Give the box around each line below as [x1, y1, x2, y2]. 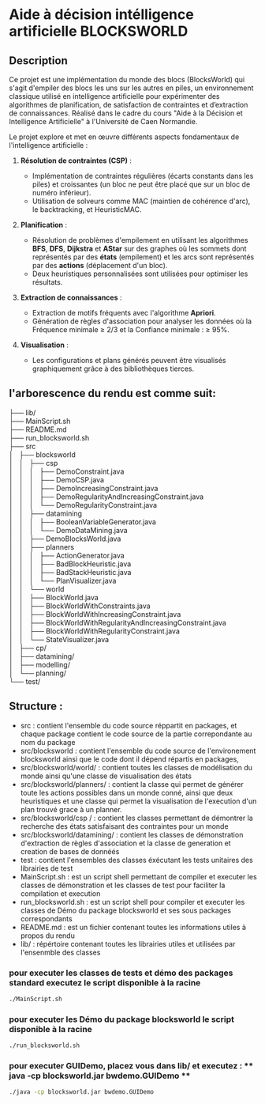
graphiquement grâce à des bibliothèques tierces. [32, 364, 195, 373]
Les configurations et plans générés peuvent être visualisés [32, 356, 226, 365]
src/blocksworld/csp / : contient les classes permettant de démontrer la [20, 813, 253, 822]
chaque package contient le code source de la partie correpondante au [20, 729, 252, 739]
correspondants [20, 913, 73, 923]
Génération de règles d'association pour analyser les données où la [32, 316, 252, 326]
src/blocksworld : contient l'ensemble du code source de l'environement [20, 746, 256, 755]
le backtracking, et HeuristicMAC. [32, 205, 142, 214]
